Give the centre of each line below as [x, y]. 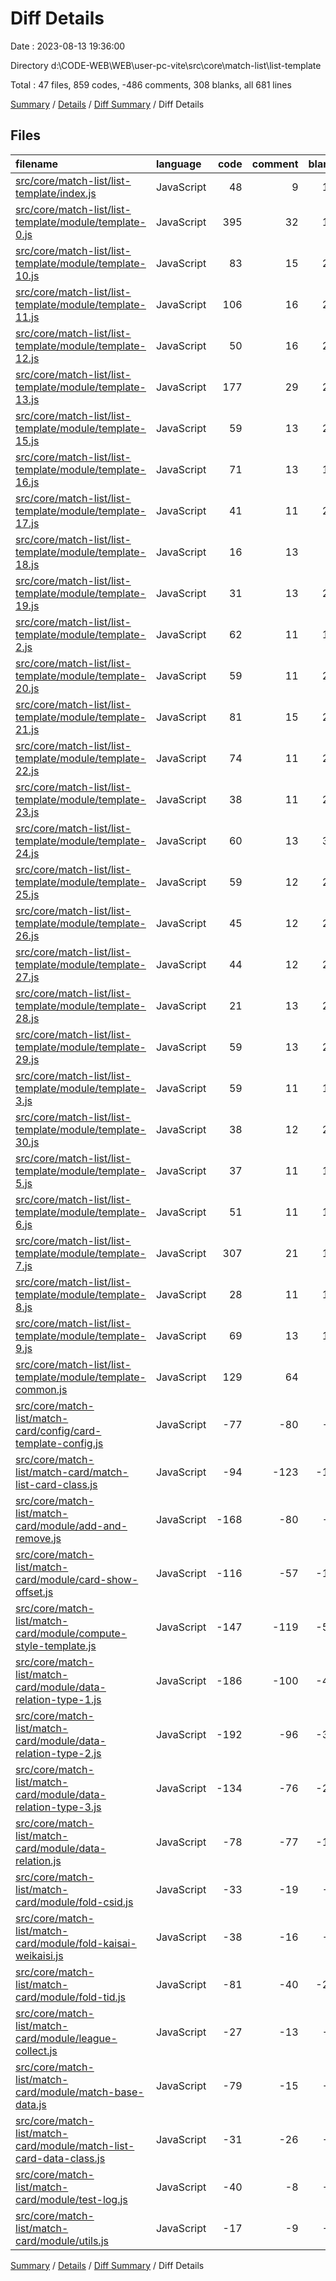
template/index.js [56, 193]
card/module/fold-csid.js [74, 1902]
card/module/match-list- [75, 2145]
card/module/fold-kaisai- [76, 1943]
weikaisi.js [39, 1955]
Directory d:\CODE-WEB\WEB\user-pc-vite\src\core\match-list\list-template [166, 65]
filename [37, 164]
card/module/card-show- [77, 1579]
